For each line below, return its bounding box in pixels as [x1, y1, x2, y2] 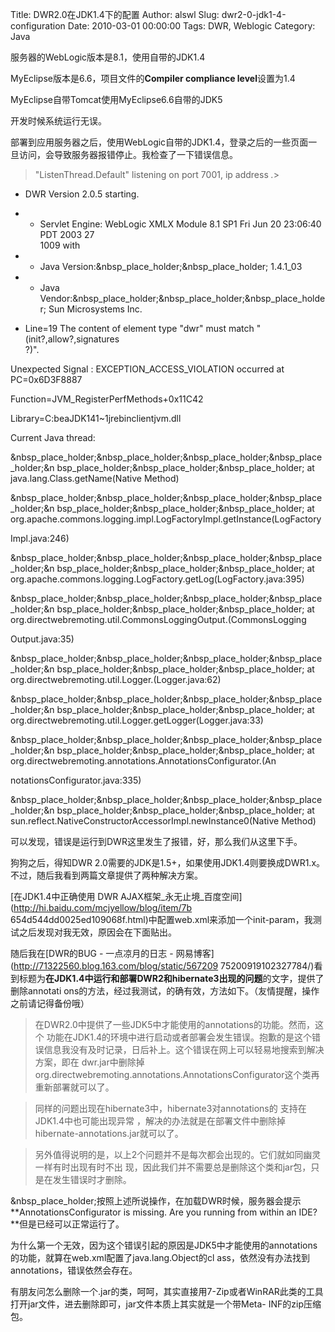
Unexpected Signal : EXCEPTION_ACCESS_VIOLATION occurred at [10, 363, 285, 375]
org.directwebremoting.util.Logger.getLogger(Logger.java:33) [10, 714, 264, 726]
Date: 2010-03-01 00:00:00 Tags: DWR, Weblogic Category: [67, 20, 316, 32]
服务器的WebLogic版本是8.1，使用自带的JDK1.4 [10, 51, 206, 63]
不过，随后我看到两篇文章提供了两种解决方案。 [10, 869, 203, 881]
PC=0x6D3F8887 [10, 374, 83, 385]
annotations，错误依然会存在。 [10, 1264, 138, 1276]
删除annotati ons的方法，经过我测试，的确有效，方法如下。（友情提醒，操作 [10, 985, 320, 997]
